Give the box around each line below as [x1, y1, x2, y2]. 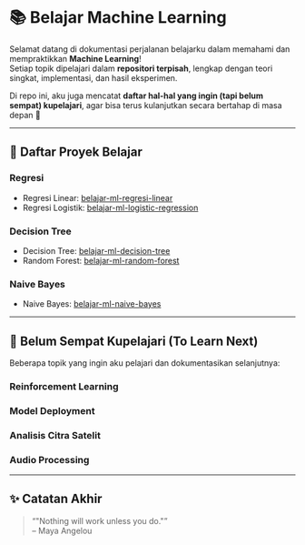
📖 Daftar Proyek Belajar [9, 145, 143, 160]
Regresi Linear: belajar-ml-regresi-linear [22, 192, 173, 203]
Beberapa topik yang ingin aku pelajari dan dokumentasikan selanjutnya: [9, 358, 280, 368]
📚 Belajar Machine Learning [9, 7, 227, 28]
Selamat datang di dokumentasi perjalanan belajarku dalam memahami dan [9, 43, 290, 55]
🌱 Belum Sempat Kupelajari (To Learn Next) [9, 333, 259, 348]
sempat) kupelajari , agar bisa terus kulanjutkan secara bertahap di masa [9, 99, 283, 110]
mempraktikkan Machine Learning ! [9, 53, 143, 64]
